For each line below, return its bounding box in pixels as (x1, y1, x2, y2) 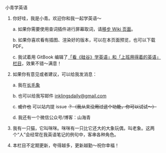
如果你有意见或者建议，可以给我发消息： (12, 71, 97, 77)
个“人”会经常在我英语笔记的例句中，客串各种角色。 (12, 132, 119, 137)
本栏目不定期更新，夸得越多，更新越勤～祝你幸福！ (12, 142, 119, 148)
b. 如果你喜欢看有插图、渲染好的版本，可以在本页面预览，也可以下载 (12, 37, 156, 43)
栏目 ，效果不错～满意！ (12, 60, 62, 66)
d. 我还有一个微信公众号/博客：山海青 (12, 114, 91, 120)
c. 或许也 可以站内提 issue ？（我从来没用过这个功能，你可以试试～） (12, 104, 157, 109)
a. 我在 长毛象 (12, 82, 40, 88)
